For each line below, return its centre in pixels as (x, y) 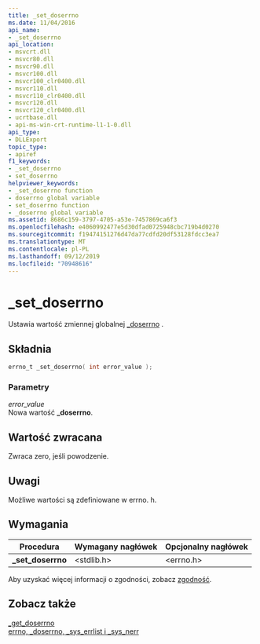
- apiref (22, 154)
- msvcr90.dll (31, 67)
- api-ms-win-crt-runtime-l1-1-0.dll (70, 125)
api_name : (24, 30)
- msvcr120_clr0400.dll (47, 111)
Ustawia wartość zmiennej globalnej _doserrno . (86, 324)
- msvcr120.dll (33, 103)
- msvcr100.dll (33, 74)
